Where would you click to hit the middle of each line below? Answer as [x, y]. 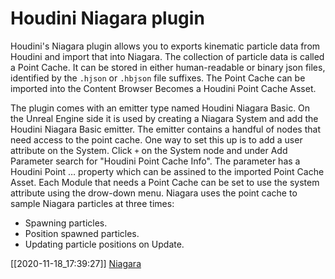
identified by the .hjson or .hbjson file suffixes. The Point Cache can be [158, 78]
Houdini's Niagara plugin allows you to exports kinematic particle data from [165, 46]
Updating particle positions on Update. [104, 244]
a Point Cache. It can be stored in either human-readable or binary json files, [168, 67]
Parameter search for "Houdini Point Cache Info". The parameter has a [155, 161]
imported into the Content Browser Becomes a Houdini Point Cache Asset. [163, 88]
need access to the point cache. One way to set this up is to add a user [156, 139]
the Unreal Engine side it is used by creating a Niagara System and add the [164, 118]
